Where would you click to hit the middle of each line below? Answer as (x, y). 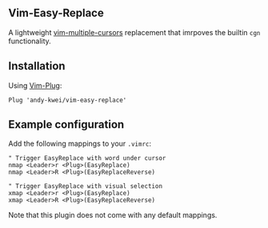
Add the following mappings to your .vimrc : (80, 144)
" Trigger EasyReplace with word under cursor (87, 158)
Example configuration (66, 124)
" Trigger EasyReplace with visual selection (85, 186)
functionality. (30, 41)
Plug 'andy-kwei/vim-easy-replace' (68, 100)
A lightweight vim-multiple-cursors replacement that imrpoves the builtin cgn (134, 32)
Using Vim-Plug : (35, 85)
